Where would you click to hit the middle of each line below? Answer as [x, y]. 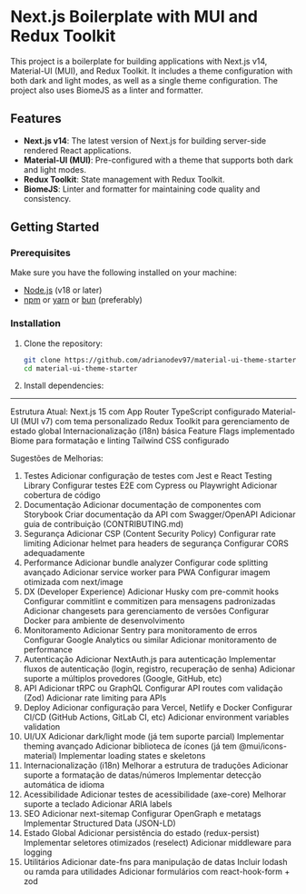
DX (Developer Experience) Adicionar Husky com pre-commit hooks [151, 591]
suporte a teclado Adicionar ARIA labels [98, 804]
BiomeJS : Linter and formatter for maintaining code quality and [142, 189]
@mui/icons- [262, 746]
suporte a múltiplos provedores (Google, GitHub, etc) [123, 679]
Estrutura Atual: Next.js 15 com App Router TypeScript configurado [135, 412]
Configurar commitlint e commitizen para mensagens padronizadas [149, 601]
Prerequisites [40, 253]
